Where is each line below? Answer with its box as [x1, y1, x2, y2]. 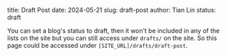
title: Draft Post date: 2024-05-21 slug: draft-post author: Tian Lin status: [7, 6, 217, 14]
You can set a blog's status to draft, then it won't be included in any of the [7, 27, 220, 35]
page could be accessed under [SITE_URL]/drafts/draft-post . [7, 41, 188, 49]
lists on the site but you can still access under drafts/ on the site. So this [7, 34, 217, 42]
